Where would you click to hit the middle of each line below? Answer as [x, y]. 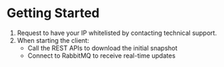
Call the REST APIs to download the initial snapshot [102, 48]
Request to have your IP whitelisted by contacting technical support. [117, 33]
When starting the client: [53, 40]
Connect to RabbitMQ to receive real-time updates [101, 56]
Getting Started [53, 13]
